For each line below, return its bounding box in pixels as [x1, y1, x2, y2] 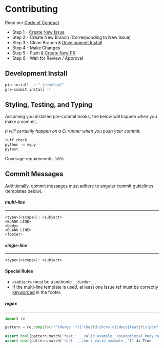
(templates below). [5, 188, 43, 194]
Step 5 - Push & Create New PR [12, 50, 76, 56]
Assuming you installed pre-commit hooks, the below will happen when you [5, 114, 157, 120]
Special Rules [5, 268, 33, 274]
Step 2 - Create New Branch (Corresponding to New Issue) [12, 34, 131, 40]
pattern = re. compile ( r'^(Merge [5, 325, 71, 330]
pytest [5, 147, 19, 152]
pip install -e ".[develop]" [5, 82, 64, 87]
